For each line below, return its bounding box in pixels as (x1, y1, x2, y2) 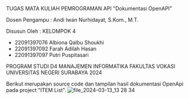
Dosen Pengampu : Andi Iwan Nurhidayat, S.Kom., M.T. (6, 16, 139, 23)
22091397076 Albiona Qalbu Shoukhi (14, 39, 104, 46)
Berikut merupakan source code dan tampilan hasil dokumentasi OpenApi (6, 80, 184, 87)
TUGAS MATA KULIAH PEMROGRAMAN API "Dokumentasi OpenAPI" (6, 5, 173, 12)
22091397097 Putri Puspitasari (14, 52, 89, 58)
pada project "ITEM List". (6, 87, 67, 93)
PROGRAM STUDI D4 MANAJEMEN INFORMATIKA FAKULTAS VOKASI (6, 63, 176, 70)
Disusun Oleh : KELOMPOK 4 (6, 28, 76, 35)
